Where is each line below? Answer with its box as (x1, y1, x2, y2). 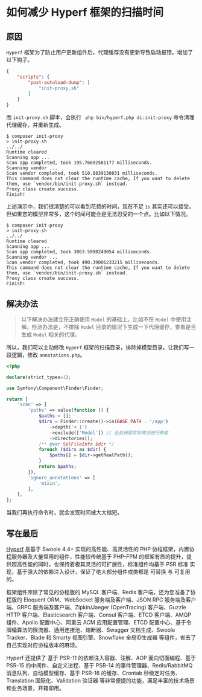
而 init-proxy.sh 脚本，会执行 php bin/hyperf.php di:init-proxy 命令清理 (6, 114, 195, 121)
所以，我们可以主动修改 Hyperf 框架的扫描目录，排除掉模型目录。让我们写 (6, 343, 189, 351)
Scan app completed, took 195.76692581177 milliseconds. (6, 160, 153, 166)
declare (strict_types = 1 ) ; (6, 374, 71, 380)
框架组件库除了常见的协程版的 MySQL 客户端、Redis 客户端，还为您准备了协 (6, 589, 196, 595)
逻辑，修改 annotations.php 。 (11, 351, 86, 358)
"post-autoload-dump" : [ (28, 79, 90, 85)
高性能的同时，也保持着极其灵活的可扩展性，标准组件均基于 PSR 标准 (16, 560, 189, 568)
